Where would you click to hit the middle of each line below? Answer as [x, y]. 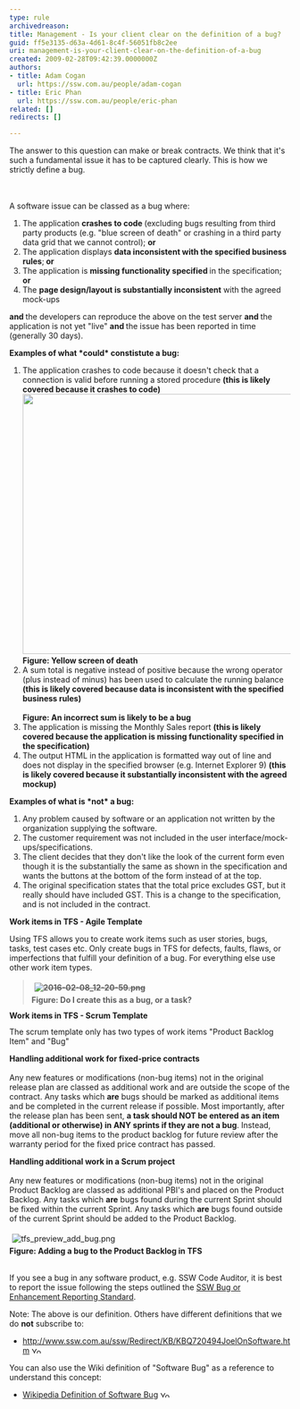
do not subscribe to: [47, 1324]
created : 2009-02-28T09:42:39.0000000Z [83, 59]
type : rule [29, 17]
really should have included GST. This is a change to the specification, [151, 895]
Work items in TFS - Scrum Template [79, 1015]
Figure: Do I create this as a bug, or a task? [111, 1000]
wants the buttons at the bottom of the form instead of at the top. [142, 876]
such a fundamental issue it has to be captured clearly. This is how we [138, 160]
